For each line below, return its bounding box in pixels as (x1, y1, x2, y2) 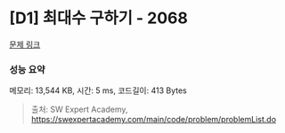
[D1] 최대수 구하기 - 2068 (9, 8, 189, 28)
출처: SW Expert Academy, (30, 104, 128, 115)
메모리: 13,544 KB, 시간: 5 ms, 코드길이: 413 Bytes (9, 85, 187, 96)
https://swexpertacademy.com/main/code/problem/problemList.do (30, 114, 277, 125)
